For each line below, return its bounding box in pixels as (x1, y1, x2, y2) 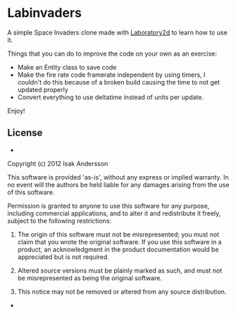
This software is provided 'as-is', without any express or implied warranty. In (7, 172, 229, 181)
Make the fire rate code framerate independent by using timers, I (17, 70, 206, 79)
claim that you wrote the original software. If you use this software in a (17, 237, 222, 246)
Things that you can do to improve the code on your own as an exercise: (7, 49, 217, 58)
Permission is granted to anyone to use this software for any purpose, (7, 201, 210, 210)
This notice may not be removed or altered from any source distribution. (17, 287, 227, 296)
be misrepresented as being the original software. (17, 273, 162, 282)
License (7, 127, 43, 139)
